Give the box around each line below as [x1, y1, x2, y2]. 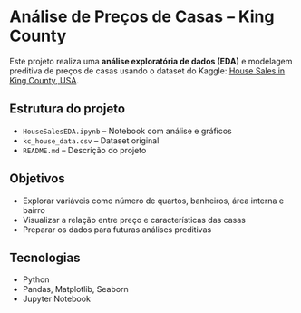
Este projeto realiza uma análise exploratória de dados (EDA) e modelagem [9, 55, 293, 66]
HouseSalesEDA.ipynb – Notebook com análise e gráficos [22, 125, 233, 136]
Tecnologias [9, 249, 81, 265]
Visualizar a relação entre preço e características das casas [22, 214, 247, 225]
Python [22, 274, 50, 285]
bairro [22, 204, 45, 215]
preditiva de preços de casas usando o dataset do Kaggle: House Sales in [9, 65, 286, 76]
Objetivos [9, 171, 65, 187]
